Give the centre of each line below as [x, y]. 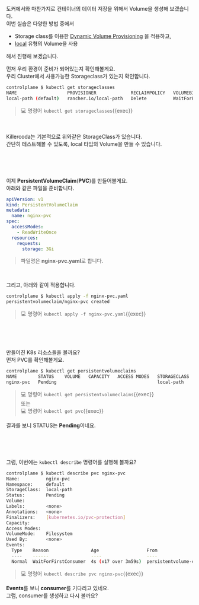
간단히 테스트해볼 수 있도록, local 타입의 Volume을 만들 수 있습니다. [84, 144]
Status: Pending [36, 495]
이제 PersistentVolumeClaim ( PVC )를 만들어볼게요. [67, 180]
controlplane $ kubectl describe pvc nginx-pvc [66, 473]
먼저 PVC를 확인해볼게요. [35, 360]
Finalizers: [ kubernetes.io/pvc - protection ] [66, 517]
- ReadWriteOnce [37, 232]
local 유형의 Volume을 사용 [46, 44]
